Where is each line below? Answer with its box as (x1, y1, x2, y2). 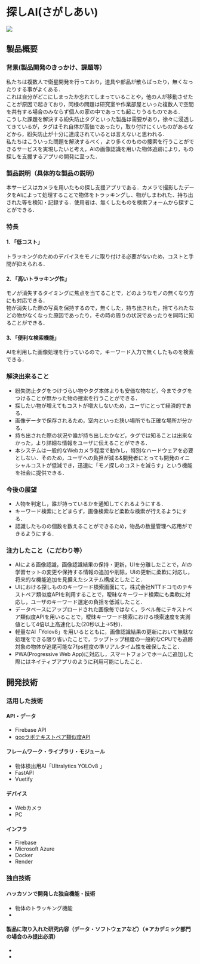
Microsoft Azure (14, 845, 55, 852)
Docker (14, 852, 33, 859)
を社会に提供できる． (14, 469, 67, 476)
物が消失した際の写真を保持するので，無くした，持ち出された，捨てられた (6, 304, 189, 312)
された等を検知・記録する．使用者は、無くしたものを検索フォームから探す (6, 198, 189, 206)
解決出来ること (6, 372, 50, 381)
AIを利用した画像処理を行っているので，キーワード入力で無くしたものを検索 (6, 349, 194, 356)
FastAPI (14, 769, 34, 777)
